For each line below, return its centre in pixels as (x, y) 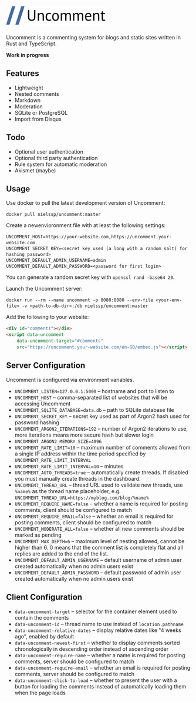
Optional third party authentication (56, 158)
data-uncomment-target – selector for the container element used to (96, 611)
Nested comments (37, 94)
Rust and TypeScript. (31, 44)
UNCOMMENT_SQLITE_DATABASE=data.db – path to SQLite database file (94, 410)
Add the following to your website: (48, 317)
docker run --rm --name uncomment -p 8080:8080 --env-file (80, 300)
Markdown (28, 100)
